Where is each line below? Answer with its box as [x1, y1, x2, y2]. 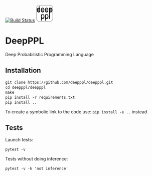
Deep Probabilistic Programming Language [5, 52, 94, 58]
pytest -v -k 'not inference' [5, 166, 69, 171]
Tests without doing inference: [5, 155, 68, 161]
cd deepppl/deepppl [5, 85, 46, 90]
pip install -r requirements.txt [5, 95, 75, 100]
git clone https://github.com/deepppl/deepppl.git [5, 80, 113, 85]
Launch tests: [5, 136, 34, 142]
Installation [5, 66, 41, 75]
